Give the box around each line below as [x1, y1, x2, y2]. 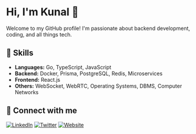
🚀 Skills [6, 48, 34, 58]
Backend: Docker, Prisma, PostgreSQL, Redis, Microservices [14, 70, 163, 77]
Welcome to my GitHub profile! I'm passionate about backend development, [6, 25, 191, 32]
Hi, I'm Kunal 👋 [6, 5, 79, 19]
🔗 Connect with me [6, 106, 77, 116]
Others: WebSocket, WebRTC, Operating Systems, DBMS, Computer [14, 82, 182, 89]
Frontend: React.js [14, 76, 61, 83]
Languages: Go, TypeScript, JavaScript [14, 63, 112, 71]
